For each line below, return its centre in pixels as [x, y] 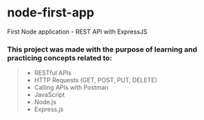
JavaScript [49, 95]
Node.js [45, 102]
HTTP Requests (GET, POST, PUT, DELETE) [95, 80]
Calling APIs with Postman [71, 88]
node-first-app [51, 13]
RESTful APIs [53, 73]
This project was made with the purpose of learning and [102, 49]
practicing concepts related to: [60, 58]
